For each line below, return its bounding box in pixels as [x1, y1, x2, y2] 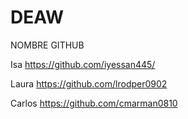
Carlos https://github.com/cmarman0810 [10, 97, 178, 109]
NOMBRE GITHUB [10, 39, 85, 51]
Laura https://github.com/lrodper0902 [10, 77, 168, 90]
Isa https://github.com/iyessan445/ [10, 58, 156, 70]
